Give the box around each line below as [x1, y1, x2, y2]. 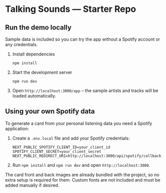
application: [5, 125, 29, 132]
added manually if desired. [5, 182, 59, 188]
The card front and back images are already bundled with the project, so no [5, 172, 160, 178]
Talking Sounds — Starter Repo [5, 3, 136, 15]
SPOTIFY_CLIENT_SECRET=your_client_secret [12, 149, 102, 154]
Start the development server [12, 69, 73, 75]
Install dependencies [12, 51, 55, 57]
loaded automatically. [12, 93, 56, 98]
